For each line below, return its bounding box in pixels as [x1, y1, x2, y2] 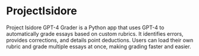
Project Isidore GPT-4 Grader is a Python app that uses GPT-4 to [6, 24, 165, 31]
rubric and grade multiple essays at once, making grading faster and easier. [6, 43, 191, 50]
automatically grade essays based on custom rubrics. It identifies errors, [6, 30, 184, 37]
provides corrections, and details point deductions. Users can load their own [6, 36, 194, 43]
